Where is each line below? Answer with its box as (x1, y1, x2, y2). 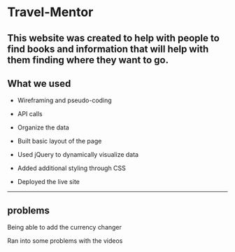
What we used (7, 78, 71, 90)
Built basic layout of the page (17, 137, 102, 146)
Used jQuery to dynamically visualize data (17, 150, 138, 159)
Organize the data (17, 123, 70, 132)
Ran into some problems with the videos (7, 237, 123, 245)
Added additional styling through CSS (17, 164, 126, 172)
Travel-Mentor (7, 4, 94, 20)
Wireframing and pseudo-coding (17, 96, 112, 105)
